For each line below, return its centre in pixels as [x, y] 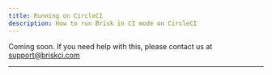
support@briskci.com [45, 55]
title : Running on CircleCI [56, 16]
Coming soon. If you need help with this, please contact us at [110, 46]
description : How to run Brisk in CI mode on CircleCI [103, 23]
